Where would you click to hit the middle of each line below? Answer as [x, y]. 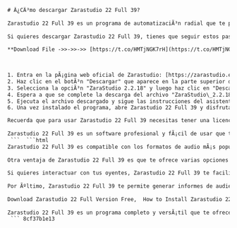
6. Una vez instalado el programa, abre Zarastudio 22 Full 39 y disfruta [120, 108]
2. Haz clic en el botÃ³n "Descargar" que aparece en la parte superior [116, 81]
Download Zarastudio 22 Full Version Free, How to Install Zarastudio [115, 199]
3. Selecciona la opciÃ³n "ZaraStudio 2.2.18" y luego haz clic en [109, 88]
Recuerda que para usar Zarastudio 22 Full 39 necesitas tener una [109, 121]
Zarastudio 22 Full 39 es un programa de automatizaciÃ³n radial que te [116, 23]
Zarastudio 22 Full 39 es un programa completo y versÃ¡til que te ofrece [120, 212]
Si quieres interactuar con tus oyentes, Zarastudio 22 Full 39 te [109, 173]
